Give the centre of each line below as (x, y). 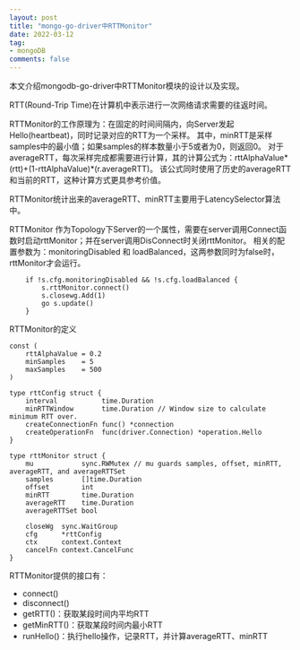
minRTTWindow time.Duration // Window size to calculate (146, 409)
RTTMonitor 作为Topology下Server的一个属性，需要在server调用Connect (144, 229)
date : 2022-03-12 (42, 34)
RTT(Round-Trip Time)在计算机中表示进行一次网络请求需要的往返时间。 (141, 105)
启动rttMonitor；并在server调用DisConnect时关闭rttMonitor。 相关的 (151, 240)
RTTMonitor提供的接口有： (59, 576)
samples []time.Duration (84, 480)
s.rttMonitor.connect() (86, 288)
